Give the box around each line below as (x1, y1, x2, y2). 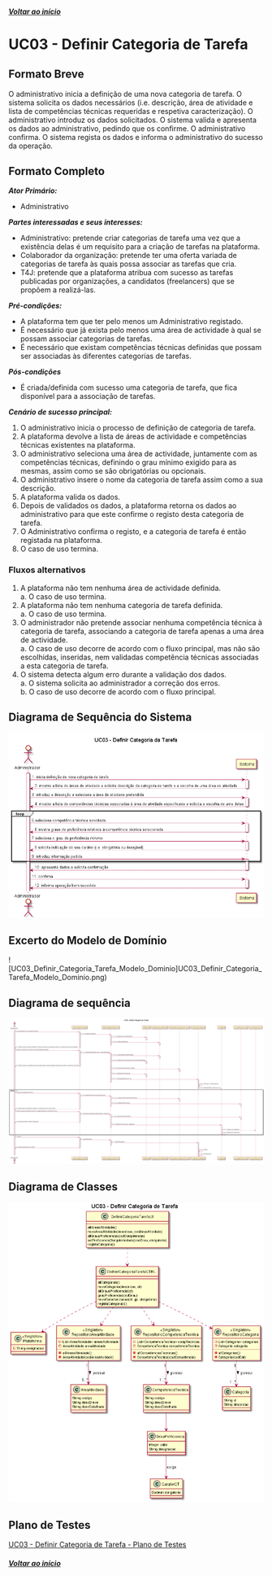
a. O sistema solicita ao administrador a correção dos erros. (19, 678, 221, 688)
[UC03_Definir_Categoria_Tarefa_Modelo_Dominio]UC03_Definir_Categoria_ (8, 964, 262, 974)
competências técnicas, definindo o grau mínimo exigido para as (19, 457, 237, 467)
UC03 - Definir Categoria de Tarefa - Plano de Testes (8, 1539, 187, 1550)
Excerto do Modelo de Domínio (8, 934, 167, 948)
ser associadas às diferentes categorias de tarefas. (19, 351, 192, 361)
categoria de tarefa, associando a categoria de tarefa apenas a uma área (19, 626, 264, 636)
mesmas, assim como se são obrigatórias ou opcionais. (19, 466, 206, 476)
